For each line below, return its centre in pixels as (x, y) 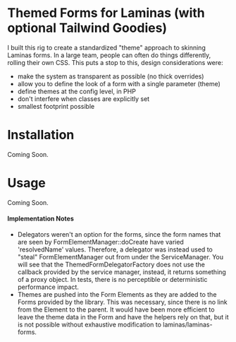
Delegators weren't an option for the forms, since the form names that (119, 235)
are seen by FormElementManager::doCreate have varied (101, 242)
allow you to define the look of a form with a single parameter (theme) (119, 83)
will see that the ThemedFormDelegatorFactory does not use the (111, 265)
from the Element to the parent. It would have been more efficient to (116, 309)
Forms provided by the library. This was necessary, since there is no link (122, 302)
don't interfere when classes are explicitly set (83, 99)
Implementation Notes (41, 219)
